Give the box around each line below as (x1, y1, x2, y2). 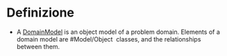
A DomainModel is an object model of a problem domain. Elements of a (16, 28, 220, 36)
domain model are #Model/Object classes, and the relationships (16, 35, 201, 43)
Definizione (6, 5, 74, 21)
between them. (16, 42, 60, 50)
